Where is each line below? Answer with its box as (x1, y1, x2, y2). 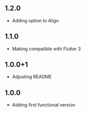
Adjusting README (12, 73, 52, 80)
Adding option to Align (12, 17, 59, 23)
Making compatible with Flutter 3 (12, 46, 81, 52)
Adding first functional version (12, 102, 75, 108)
